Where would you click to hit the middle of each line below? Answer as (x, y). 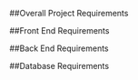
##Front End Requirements (59, 30)
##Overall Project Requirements (69, 13)
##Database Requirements (59, 66)
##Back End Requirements (59, 48)
